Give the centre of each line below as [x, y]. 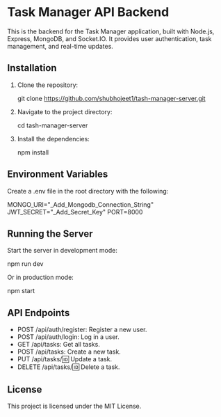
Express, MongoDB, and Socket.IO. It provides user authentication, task [109, 38]
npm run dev [25, 264]
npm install [33, 152]
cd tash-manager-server [52, 125]
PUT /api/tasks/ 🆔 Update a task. [65, 359]
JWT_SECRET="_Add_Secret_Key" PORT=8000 [75, 212]
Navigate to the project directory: [65, 111]
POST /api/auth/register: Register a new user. [82, 330]
